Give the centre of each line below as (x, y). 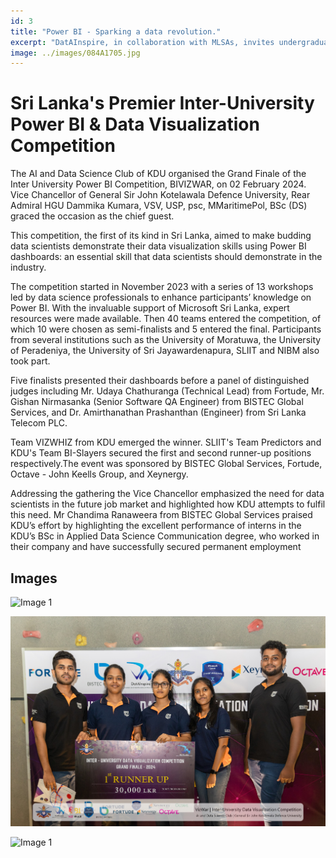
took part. (30, 361)
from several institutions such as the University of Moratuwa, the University (166, 340)
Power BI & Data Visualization (135, 124)
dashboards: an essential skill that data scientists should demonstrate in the (166, 257)
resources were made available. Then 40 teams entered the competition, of (166, 319)
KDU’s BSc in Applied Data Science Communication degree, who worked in (165, 536)
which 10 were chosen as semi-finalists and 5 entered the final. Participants (166, 329)
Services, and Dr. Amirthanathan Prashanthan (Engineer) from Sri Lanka (158, 412)
